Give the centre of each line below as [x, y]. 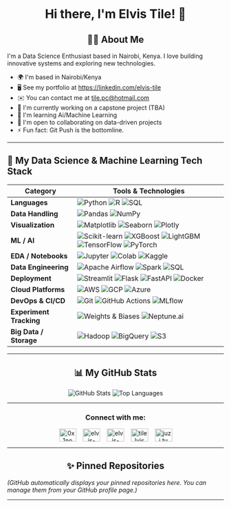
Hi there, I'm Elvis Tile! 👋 [115, 14]
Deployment [31, 278]
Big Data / [27, 331]
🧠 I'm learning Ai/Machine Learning [67, 115]
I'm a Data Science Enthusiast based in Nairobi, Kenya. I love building [105, 56]
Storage [24, 340]
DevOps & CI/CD [38, 300]
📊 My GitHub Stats [115, 373]
